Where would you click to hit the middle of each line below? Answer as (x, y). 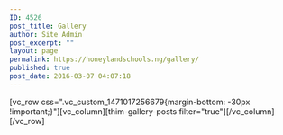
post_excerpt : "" (42, 43)
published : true (40, 68)
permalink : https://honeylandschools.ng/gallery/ (105, 59)
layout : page (34, 51)
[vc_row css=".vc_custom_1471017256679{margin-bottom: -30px (130, 102)
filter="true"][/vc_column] (227, 111)
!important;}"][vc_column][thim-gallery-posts (93, 111)
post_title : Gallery (48, 26)
